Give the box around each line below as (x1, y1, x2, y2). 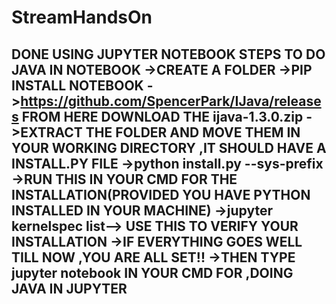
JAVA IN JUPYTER (11, 280, 128, 297)
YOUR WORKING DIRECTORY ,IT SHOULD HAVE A (11, 139, 327, 156)
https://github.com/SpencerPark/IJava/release (20, 92, 322, 110)
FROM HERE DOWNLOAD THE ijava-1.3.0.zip (21, 108, 304, 125)
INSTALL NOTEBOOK (11, 77, 144, 94)
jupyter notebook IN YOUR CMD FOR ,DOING (11, 264, 294, 281)
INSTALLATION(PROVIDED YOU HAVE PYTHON (11, 186, 311, 203)
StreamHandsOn (11, 6, 153, 29)
